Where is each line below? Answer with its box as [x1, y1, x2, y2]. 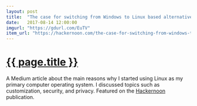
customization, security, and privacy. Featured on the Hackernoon [6, 87, 166, 94]
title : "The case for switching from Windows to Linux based [6, 14, 161, 20]
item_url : [6, 30, 30, 36]
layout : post [6, 8, 38, 15]
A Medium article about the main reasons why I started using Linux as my [6, 75, 184, 82]
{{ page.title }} [6, 56, 79, 69]
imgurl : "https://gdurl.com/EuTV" [6, 25, 91, 31]
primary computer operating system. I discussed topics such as [6, 81, 160, 88]
